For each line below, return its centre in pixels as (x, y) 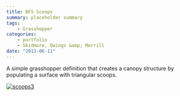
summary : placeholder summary (45, 18)
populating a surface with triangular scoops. (62, 75)
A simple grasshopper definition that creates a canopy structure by (90, 68)
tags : (13, 23)
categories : (21, 34)
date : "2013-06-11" (31, 51)
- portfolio (32, 40)
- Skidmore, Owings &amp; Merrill (61, 46)
